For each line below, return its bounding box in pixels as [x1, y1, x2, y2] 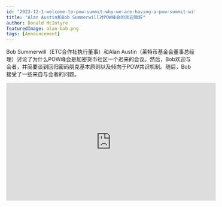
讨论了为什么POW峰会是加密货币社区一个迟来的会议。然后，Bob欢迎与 [16, 56, 191, 63]
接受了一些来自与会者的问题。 [6, 71, 80, 78]
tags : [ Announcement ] [6, 31, 60, 37]
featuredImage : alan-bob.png [6, 25, 79, 32]
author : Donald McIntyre [6, 20, 68, 26]
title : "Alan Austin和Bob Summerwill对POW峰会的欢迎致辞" [6, 14, 145, 20]
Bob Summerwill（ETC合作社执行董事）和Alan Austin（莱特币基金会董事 [6, 48, 184, 56]
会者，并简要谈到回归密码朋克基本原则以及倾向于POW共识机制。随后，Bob [6, 63, 191, 71]
